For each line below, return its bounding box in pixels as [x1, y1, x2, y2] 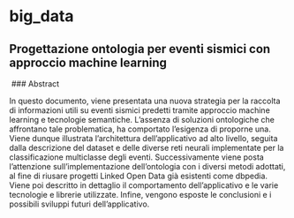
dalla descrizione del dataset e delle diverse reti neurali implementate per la [9, 143, 284, 153]
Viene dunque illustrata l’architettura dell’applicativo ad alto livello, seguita [9, 133, 278, 143]
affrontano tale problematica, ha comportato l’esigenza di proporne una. [9, 124, 271, 134]
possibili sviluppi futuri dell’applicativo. [9, 199, 150, 209]
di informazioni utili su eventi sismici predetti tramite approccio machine [9, 105, 271, 116]
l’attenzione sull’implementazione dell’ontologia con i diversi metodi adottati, [9, 162, 286, 171]
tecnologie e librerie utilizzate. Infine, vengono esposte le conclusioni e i [9, 190, 272, 199]
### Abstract [11, 79, 60, 89]
